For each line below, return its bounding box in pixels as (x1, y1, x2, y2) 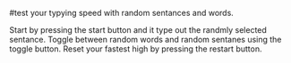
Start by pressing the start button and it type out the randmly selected (9, 25, 267, 35)
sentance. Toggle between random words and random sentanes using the (9, 35, 282, 44)
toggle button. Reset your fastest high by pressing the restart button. (9, 43, 262, 54)
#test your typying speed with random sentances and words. (9, 8, 235, 18)
